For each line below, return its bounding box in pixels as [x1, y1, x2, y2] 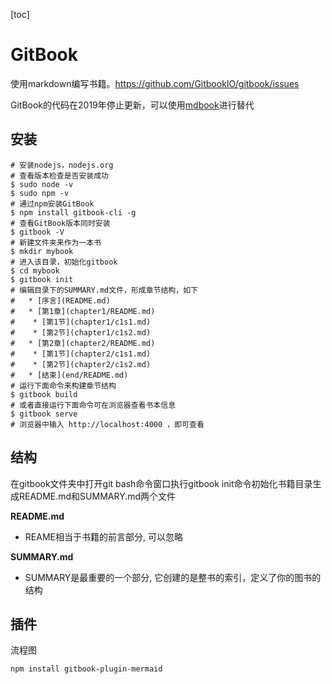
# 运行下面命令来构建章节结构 [10, 380, 117, 391]
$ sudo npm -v [10, 188, 70, 198]
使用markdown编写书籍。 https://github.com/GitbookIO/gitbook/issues [10, 77, 300, 89]
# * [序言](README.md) [10, 295, 111, 306]
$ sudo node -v [10, 179, 74, 189]
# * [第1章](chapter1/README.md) [10, 306, 156, 316]
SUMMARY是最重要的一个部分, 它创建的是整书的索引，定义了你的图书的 [24, 571, 322, 583]
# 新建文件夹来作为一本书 [10, 237, 102, 248]
